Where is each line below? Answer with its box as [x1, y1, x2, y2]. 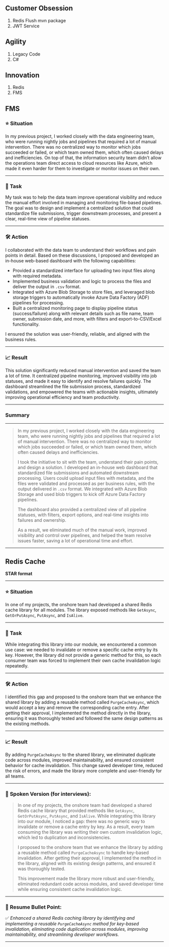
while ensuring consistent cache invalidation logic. [17, 886, 122, 892]
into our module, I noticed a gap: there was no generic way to [17, 818, 145, 824]
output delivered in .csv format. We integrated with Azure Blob [17, 486, 147, 492]
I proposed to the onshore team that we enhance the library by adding [17, 844, 163, 850]
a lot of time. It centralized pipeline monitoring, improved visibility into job [5, 373, 157, 379]
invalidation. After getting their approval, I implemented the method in [17, 854, 161, 861]
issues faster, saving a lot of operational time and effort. [17, 538, 133, 544]
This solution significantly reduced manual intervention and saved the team [5, 368, 161, 374]
